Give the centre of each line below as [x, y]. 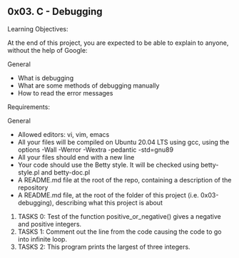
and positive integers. [50, 224]
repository [33, 187]
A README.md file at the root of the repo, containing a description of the [124, 180]
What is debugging [45, 78]
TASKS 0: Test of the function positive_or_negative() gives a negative [119, 216]
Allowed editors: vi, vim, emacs [63, 134]
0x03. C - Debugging [55, 12]
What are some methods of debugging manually [88, 86]
